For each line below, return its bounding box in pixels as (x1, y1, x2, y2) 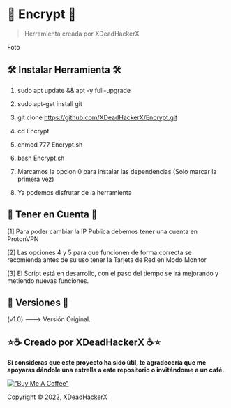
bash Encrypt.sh (17, 154, 65, 162)
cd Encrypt (17, 126, 50, 135)
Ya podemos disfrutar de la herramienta (17, 188, 133, 196)
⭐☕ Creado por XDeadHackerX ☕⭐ (7, 336, 161, 348)
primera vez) (17, 175, 54, 183)
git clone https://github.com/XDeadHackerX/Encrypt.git (17, 113, 178, 122)
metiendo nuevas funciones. (7, 276, 89, 285)
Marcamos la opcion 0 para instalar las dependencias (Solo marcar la (17, 167, 217, 175)
